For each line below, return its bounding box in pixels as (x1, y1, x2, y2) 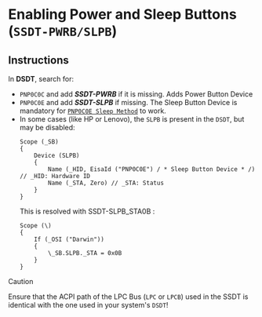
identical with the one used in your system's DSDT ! (8, 301, 169, 309)
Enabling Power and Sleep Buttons (8, 5, 237, 24)
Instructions (8, 53, 69, 67)
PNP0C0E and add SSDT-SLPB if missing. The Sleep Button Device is (19, 98, 238, 107)
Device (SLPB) (34, 151, 80, 159)
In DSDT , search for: (8, 75, 75, 83)
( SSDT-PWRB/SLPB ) (8, 22, 118, 40)
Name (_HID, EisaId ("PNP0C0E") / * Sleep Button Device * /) (48, 166, 256, 173)
